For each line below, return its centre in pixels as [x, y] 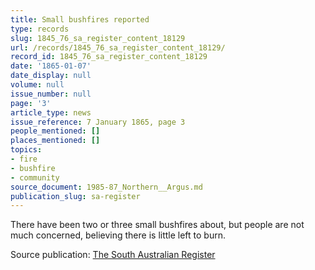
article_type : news [51, 112]
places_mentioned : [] [55, 141]
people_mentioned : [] [55, 131]
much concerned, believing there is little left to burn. [118, 235]
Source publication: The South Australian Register [113, 255]
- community [35, 177]
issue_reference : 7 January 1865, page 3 [98, 122]
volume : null [37, 85]
